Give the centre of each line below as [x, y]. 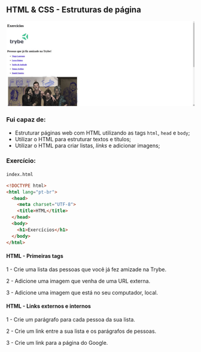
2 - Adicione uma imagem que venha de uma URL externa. [78, 281]
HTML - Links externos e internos [49, 306]
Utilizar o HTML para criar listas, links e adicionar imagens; [87, 145]
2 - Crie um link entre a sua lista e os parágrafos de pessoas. [81, 331]
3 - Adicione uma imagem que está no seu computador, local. [82, 292]
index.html [20, 174]
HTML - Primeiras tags [35, 256]
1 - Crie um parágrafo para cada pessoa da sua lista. [71, 319]
